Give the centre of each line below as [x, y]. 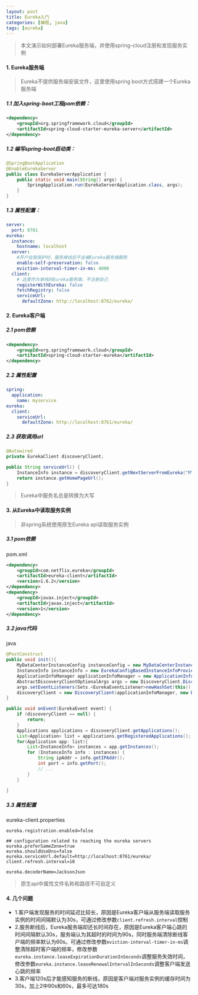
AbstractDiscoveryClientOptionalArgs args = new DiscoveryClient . [100, 681]
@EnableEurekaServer [32, 168]
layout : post [22, 11]
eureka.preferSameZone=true [41, 846]
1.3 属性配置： [23, 210]
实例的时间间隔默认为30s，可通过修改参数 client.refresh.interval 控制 [101, 920]
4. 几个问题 [20, 898]
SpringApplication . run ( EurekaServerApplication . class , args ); [105, 185]
